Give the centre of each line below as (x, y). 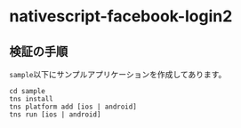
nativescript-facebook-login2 (121, 16)
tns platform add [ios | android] (73, 107)
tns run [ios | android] (55, 115)
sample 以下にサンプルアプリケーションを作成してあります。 (118, 74)
